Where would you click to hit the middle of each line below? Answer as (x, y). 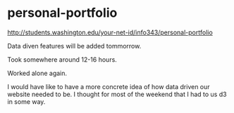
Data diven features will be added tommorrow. (74, 46)
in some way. (26, 101)
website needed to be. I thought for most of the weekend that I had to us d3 (117, 94)
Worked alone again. (37, 73)
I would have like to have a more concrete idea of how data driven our (109, 86)
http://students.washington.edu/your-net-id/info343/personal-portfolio (110, 32)
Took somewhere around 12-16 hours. (62, 59)
